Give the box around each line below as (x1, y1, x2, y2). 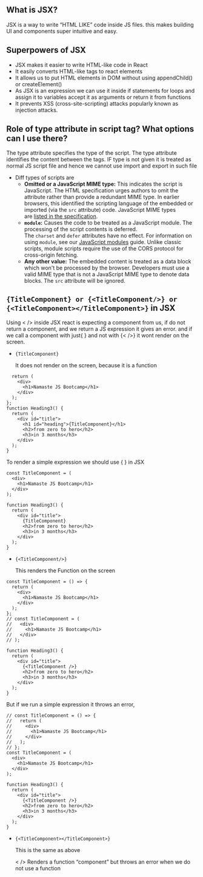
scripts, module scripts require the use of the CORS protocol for (24, 245, 184, 252)
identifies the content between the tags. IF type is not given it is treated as (6, 156, 192, 163)
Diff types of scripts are (15, 174, 75, 181)
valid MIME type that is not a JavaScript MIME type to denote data (24, 271, 190, 278)
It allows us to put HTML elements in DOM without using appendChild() (15, 74, 193, 81)
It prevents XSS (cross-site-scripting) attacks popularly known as (15, 100, 179, 107)
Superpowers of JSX (6, 45, 86, 55)
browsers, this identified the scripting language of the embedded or (24, 200, 193, 207)
